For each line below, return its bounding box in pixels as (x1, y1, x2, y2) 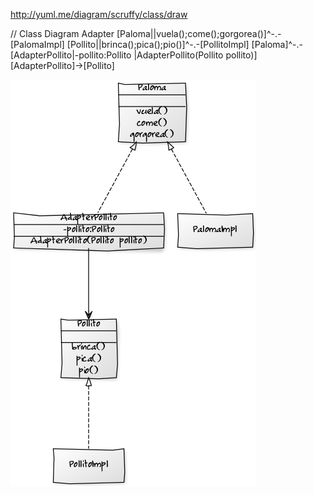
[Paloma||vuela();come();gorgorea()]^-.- (116, 28, 282, 39)
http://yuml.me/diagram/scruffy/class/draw (10, 9, 188, 20)
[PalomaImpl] (10, 39, 65, 50)
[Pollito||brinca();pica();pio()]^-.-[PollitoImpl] (66, 39, 250, 50)
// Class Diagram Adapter (10, 28, 115, 39)
